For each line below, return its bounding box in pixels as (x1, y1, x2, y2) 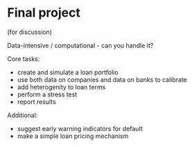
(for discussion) (7, 28, 53, 36)
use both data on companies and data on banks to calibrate (17, 75, 188, 84)
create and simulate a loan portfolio (17, 68, 119, 76)
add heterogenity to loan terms (17, 83, 106, 91)
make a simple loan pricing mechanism (17, 132, 129, 140)
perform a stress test (17, 90, 78, 98)
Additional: (7, 111, 38, 119)
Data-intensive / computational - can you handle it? (7, 41, 154, 49)
